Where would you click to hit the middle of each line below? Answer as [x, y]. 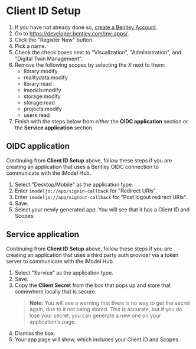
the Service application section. [54, 128]
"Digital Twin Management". [48, 58]
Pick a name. [30, 46]
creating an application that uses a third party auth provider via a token [92, 255]
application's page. [53, 322]
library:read [37, 83]
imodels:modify [42, 90]
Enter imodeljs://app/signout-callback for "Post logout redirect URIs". [101, 197]
